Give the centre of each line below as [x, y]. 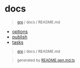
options [20, 31]
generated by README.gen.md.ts [46, 60]
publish [20, 37]
